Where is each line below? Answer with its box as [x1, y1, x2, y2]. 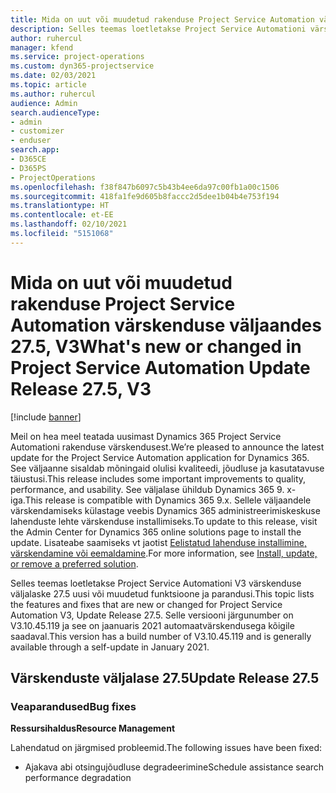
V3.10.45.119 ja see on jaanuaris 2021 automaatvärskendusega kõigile [10, 619, 295, 631]
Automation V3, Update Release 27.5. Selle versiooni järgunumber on [10, 609, 294, 621]
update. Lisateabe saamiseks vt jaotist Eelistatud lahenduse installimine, [10, 536, 307, 548]
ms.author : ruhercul [10, 89, 97, 99]
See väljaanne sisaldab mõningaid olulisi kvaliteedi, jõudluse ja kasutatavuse [10, 462, 325, 474]
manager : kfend [10, 42, 74, 53]
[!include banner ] [10, 411, 82, 423]
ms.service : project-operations [10, 52, 145, 62]
